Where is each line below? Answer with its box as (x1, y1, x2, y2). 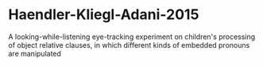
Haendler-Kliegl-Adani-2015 (8, 6, 199, 24)
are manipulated (8, 49, 62, 58)
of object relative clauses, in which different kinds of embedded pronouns (8, 40, 250, 49)
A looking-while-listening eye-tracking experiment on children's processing (8, 32, 256, 41)
